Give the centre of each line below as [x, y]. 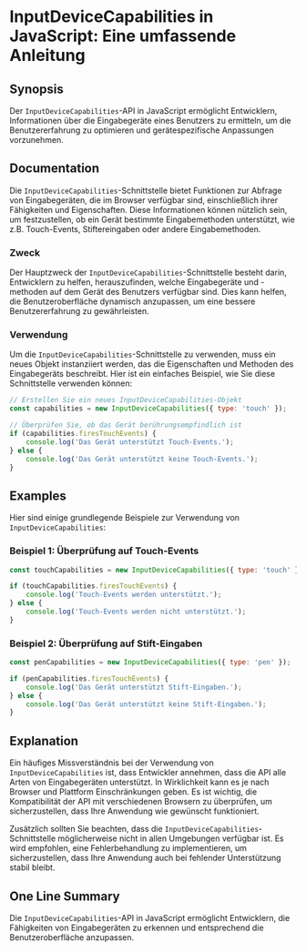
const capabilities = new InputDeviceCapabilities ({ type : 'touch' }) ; [148, 409]
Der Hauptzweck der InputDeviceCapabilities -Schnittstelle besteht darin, [148, 273]
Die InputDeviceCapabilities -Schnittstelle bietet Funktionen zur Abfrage [146, 190]
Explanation [44, 740]
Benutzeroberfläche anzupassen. [72, 937]
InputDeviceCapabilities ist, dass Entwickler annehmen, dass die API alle [148, 773]
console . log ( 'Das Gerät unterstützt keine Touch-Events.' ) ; [142, 459]
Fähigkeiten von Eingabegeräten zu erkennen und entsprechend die [137, 927]
